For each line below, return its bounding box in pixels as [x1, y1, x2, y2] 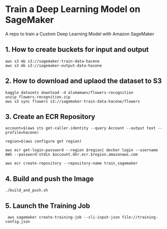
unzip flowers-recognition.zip [5, 94, 71, 99]
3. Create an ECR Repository [5, 112, 95, 121]
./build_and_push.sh [5, 188, 49, 193]
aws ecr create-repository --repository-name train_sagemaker [5, 161, 138, 166]
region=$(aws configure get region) [5, 139, 82, 144]
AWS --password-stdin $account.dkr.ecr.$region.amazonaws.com [5, 152, 138, 157]
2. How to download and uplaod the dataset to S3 [5, 77, 162, 85]
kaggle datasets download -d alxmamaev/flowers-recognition [5, 90, 134, 95]
